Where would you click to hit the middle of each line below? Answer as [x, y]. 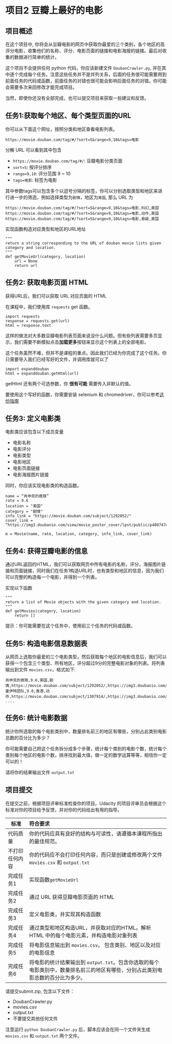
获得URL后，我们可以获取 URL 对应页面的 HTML [56, 296]
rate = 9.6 [17, 501]
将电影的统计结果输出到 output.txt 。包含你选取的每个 [94, 962]
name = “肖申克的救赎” [27, 496]
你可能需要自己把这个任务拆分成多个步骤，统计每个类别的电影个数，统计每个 [86, 748]
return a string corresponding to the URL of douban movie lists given [83, 243]
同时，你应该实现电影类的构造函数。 [44, 486]
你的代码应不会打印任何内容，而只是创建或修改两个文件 [96, 854]
